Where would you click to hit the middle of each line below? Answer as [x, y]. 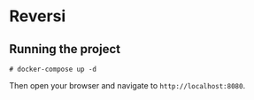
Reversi [38, 16]
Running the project [65, 49]
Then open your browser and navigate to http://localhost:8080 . [127, 85]
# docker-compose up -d [53, 69]
